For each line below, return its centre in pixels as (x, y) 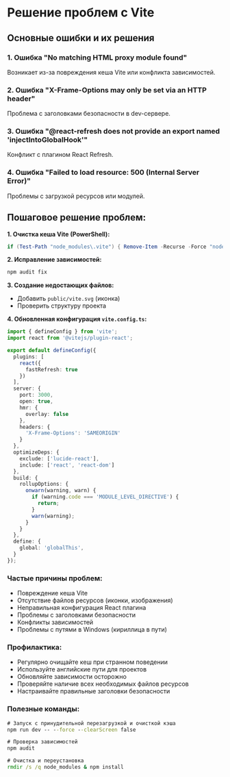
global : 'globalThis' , (52, 548)
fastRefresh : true (51, 369)
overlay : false (47, 414)
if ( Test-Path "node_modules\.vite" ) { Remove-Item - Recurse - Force (107, 247)
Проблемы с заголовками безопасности (76, 615)
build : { (26, 478)
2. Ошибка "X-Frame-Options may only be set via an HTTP (107, 90)
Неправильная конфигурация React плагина (81, 608)
